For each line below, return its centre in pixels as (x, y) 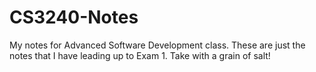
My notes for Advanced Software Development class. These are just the (157, 45)
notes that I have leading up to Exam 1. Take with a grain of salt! (140, 55)
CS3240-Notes (74, 17)
